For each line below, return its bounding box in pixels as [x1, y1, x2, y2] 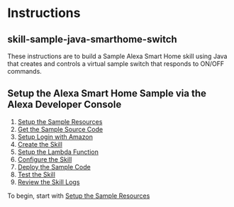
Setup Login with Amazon [17, 133, 94, 141]
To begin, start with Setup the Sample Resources [7, 191, 150, 200]
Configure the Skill [17, 155, 72, 164]
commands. [7, 67, 43, 75]
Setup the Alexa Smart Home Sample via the [7, 87, 207, 100]
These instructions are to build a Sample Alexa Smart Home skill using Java [7, 52, 228, 60]
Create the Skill [17, 140, 62, 148]
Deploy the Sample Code [17, 162, 91, 171]
